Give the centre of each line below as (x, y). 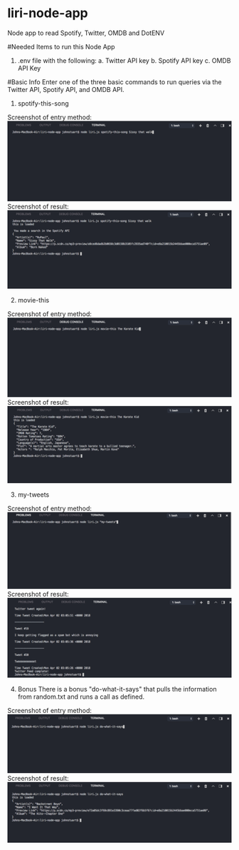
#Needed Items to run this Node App (61, 46)
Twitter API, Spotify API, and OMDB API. (66, 89)
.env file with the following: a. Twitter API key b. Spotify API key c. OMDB (124, 60)
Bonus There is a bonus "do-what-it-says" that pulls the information (117, 689)
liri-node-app (48, 13)
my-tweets (33, 495)
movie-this (33, 300)
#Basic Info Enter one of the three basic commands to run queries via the (115, 82)
